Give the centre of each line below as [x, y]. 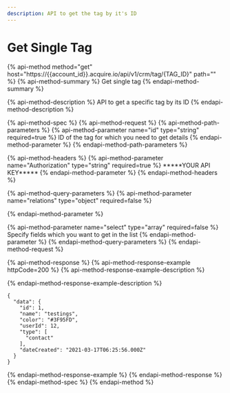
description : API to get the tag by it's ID [72, 13]
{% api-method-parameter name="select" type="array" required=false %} [113, 227]
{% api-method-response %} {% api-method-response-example [99, 262]
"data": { [27, 301]
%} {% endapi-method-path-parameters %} [125, 145]
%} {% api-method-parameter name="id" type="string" [120, 130]
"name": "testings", [49, 314]
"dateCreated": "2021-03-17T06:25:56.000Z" [83, 350]
